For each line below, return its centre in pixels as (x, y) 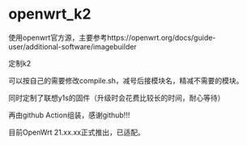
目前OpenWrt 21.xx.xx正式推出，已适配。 (77, 132)
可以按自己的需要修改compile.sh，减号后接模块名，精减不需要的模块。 (126, 80)
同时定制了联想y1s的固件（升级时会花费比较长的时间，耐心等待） (117, 97)
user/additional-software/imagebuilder (73, 46)
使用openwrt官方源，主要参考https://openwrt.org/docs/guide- (112, 37)
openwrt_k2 (50, 14)
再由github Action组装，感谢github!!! (69, 115)
